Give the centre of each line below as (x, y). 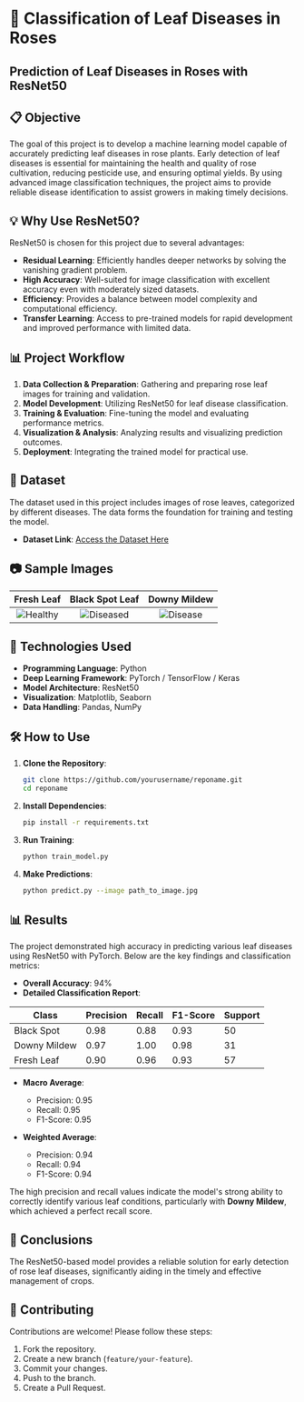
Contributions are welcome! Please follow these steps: (111, 1332)
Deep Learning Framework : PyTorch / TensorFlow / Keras (131, 678)
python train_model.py (65, 856)
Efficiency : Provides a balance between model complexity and (140, 299)
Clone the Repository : (64, 764)
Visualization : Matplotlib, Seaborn (87, 697)
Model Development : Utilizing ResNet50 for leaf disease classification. (155, 404)
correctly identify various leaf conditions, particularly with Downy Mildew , (148, 1202)
